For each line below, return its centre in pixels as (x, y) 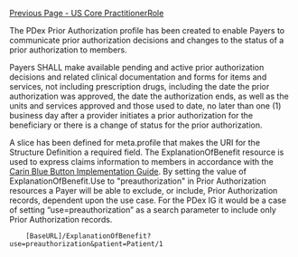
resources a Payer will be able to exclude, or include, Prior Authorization (144, 190)
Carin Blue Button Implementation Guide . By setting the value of (128, 171)
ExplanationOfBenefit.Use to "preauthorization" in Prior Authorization (138, 181)
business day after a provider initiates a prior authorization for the (131, 115)
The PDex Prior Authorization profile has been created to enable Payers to (147, 30)
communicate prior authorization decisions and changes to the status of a (147, 40)
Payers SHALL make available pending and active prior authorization (137, 67)
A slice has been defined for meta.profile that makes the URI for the (135, 143)
